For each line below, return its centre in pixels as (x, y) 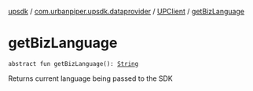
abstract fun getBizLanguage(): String (73, 64)
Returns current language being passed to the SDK (90, 78)
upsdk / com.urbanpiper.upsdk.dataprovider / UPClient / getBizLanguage (126, 11)
